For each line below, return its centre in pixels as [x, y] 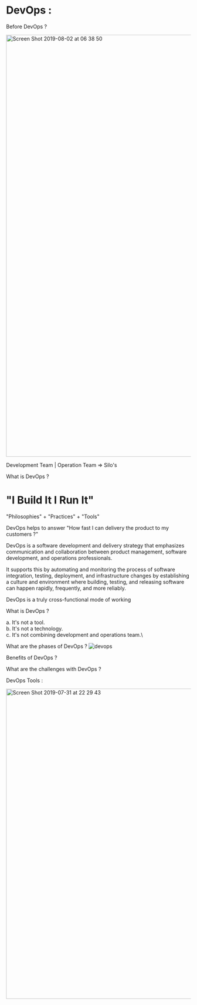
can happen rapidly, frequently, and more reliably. [66, 588]
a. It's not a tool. [26, 622]
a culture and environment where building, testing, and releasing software [95, 582]
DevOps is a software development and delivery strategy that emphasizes [95, 545]
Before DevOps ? [27, 26]
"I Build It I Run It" [50, 500]
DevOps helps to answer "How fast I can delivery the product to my [87, 527]
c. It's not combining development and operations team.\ [74, 635]
